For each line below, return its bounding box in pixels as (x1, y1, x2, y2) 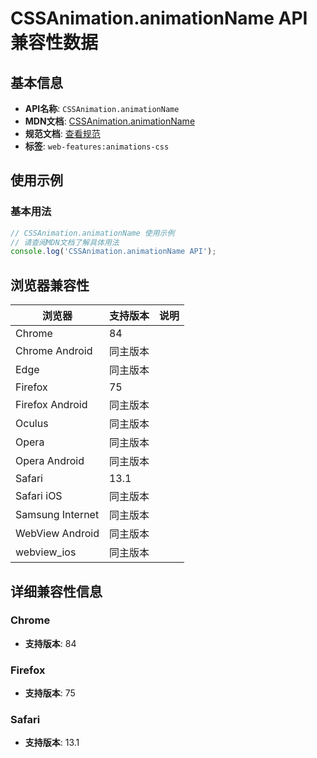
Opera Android (15, 454, 85, 468)
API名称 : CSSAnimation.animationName (24, 103, 180, 114)
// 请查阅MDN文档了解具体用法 (10, 237, 120, 247)
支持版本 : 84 (24, 637, 77, 649)
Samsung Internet (15, 508, 100, 522)
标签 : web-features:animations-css (24, 140, 170, 152)
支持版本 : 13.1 (24, 737, 80, 749)
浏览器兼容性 (10, 277, 90, 294)
